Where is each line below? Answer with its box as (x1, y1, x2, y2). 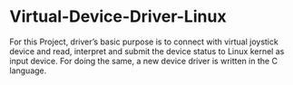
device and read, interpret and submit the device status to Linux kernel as (9, 45, 285, 56)
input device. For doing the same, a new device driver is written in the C (9, 55, 278, 66)
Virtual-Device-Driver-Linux (9, 6, 227, 27)
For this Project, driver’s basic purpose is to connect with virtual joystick (9, 36, 278, 47)
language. (9, 65, 47, 76)
